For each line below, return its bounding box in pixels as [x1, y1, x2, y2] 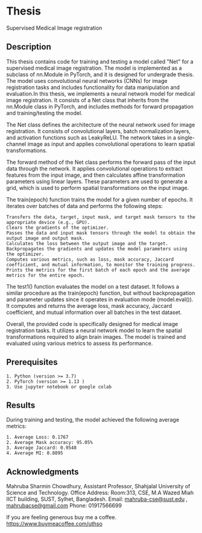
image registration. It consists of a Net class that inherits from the [6, 96, 169, 103]
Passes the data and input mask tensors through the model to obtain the [6, 230, 196, 236]
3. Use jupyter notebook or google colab [6, 384, 112, 390]
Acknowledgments [6, 466, 80, 477]
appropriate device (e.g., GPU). [6, 219, 90, 225]
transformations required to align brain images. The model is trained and [6, 333, 186, 340]
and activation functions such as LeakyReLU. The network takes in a [6, 134, 177, 141]
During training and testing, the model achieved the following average [6, 416, 180, 423]
